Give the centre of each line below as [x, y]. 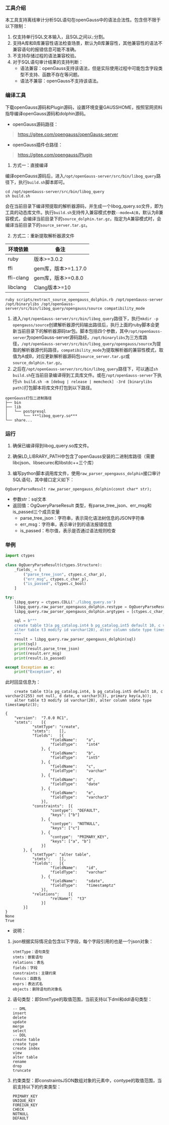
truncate [22, 1071]
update [19, 1022]
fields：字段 [25, 968]
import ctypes [20, 556]
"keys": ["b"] [65, 815]
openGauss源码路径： [35, 124]
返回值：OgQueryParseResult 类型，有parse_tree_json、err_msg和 [82, 505]
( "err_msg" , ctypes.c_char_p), [56, 579]
